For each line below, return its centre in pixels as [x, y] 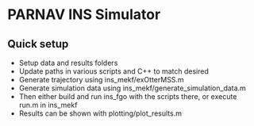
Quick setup [38, 44]
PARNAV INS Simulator [84, 15]
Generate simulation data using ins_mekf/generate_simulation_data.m [133, 88]
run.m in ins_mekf [48, 105]
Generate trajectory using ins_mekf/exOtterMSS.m [101, 80]
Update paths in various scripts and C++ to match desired [114, 71]
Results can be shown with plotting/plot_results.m [100, 113]
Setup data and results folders [68, 63]
